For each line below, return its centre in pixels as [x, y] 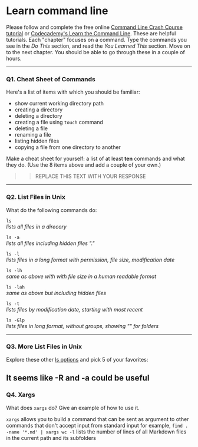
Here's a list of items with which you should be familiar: [73, 92]
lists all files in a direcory [36, 226]
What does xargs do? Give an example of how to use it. [73, 408]
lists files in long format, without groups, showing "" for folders [82, 326]
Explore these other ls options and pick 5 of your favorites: [77, 359]
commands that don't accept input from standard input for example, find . [97, 425]
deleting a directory [39, 116]
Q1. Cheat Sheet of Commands [51, 79]
